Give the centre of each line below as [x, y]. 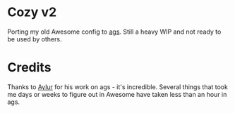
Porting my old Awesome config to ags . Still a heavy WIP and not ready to [114, 32]
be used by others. [35, 39]
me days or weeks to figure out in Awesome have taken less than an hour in [117, 94]
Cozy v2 [32, 12]
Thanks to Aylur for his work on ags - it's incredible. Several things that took [117, 87]
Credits [29, 68]
